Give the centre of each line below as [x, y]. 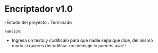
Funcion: [13, 31]
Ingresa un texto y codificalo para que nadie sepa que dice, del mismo [82, 40]
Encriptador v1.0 [39, 9]
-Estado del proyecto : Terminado [38, 22]
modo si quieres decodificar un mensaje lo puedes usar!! [69, 45]
